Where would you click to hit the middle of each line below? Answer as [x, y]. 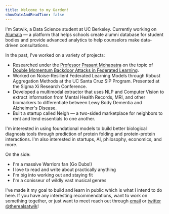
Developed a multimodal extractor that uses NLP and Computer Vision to [88, 92]
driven [12, 45]
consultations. [34, 45]
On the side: [18, 154]
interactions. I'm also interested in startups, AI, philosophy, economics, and [83, 139]
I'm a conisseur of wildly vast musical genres [59, 180]
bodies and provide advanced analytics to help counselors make [73, 40]
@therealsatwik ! [22, 206]
